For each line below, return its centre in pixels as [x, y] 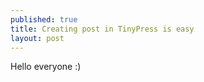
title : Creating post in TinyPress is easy [102, 29]
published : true [44, 19]
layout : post [37, 38]
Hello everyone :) [46, 67]
